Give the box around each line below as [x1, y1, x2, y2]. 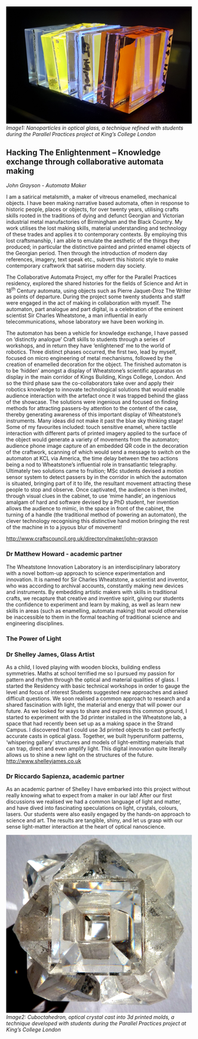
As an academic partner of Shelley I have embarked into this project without [6, 786, 190, 793]
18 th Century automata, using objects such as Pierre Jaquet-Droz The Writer [6, 286, 192, 294]
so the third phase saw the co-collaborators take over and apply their [6, 380, 174, 387]
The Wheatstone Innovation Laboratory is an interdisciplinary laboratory [6, 563, 181, 570]
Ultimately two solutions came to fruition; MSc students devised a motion [6, 467, 184, 474]
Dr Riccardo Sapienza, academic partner [6, 772, 125, 780]
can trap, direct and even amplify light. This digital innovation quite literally [6, 745, 187, 752]
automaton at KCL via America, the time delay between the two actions [6, 455, 179, 462]
